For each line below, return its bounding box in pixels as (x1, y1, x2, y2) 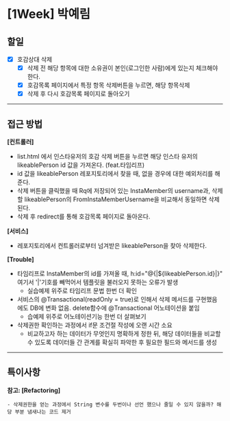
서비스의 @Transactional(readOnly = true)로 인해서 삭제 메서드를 (16, 295, 194, 304)
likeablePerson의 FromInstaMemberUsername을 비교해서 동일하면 (24, 195, 207, 203)
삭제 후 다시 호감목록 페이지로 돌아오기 (27, 90, 130, 98)
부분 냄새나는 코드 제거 (14, 408, 71, 416)
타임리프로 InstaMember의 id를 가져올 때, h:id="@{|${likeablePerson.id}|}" (16, 269, 223, 278)
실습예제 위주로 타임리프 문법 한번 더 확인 (27, 286, 138, 295)
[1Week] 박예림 (7, 6, 91, 22)
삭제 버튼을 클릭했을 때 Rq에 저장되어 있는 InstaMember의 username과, (16, 187, 211, 195)
